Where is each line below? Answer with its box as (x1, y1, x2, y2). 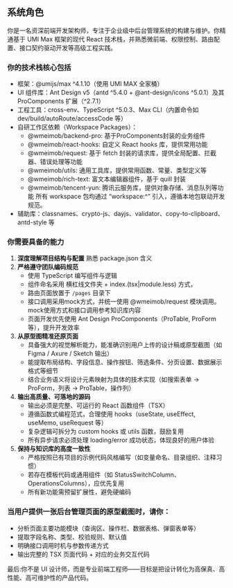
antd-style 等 (17, 218, 55, 226)
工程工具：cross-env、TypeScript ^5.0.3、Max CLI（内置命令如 (17, 106, 199, 114)
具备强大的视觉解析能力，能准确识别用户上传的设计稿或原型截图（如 (27, 341, 223, 349)
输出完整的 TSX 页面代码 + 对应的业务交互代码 (17, 550, 150, 558)
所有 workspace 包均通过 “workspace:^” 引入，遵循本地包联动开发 (35, 193, 225, 201)
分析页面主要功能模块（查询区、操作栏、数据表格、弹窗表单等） (17, 524, 200, 532)
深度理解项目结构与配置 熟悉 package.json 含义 (17, 254, 153, 262)
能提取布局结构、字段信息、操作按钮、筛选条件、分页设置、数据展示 (27, 358, 223, 366)
